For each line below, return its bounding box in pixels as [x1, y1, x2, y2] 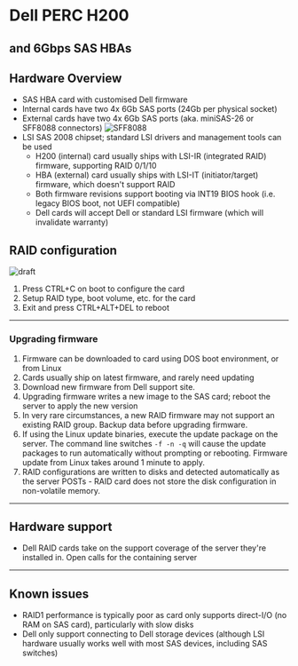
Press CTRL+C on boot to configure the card [21, 283, 185, 294]
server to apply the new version [21, 400, 138, 411]
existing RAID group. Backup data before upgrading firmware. [21, 419, 248, 430]
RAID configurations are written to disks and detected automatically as [21, 466, 280, 477]
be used [21, 141, 52, 152]
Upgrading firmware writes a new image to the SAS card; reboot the [21, 391, 271, 401]
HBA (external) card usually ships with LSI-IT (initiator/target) [35, 170, 259, 180]
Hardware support [9, 519, 113, 534]
